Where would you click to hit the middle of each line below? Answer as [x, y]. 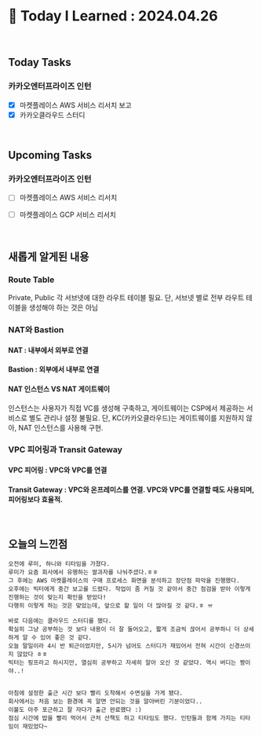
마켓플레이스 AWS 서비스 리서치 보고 [75, 104]
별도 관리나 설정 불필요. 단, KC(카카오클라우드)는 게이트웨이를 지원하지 [136, 418]
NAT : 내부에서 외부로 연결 [48, 350]
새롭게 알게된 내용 [49, 257]
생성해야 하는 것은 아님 [64, 308]
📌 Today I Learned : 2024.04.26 [113, 16]
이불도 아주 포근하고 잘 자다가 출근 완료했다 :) [75, 710]
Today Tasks [40, 62]
